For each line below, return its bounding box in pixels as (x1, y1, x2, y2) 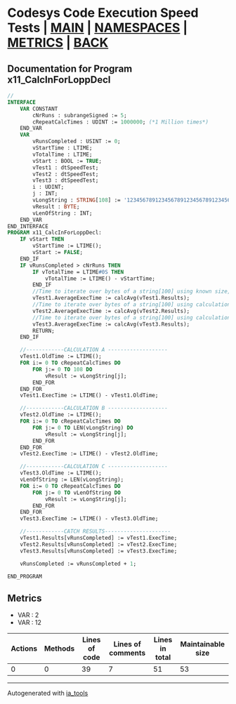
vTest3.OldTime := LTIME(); (20, 470, 102, 477)
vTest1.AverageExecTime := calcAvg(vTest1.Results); (32, 295, 190, 302)
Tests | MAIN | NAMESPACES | (7, 20, 188, 36)
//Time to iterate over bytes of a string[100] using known (32, 288, 212, 295)
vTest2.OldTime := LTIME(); (20, 411, 102, 418)
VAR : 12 (17, 618, 42, 627)
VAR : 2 (17, 611, 39, 619)
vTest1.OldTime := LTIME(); (20, 353, 102, 360)
